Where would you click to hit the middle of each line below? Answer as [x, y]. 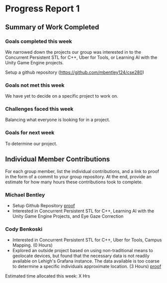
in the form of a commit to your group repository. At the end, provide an [78, 176]
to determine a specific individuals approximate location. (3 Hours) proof [87, 267]
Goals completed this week [39, 41]
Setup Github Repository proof [44, 205]
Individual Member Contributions [58, 159]
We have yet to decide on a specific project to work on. [62, 96]
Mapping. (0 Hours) [33, 245]
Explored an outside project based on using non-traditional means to [83, 251]
